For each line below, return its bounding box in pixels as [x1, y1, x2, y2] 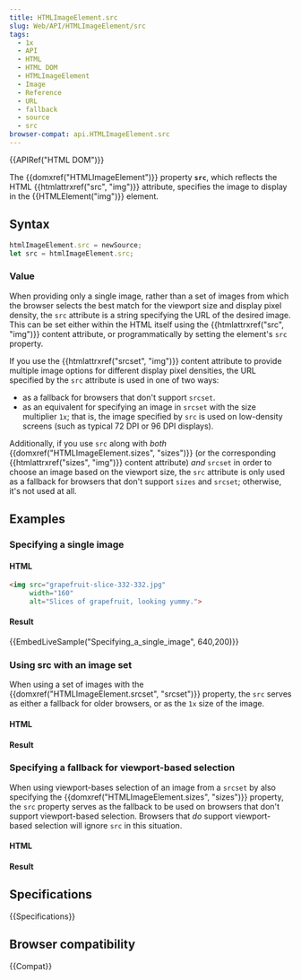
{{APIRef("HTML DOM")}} [9, 154, 105, 165]
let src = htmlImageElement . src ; [9, 248, 134, 258]
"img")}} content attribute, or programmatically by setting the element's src [9, 328, 288, 339]
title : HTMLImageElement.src [9, 13, 118, 22]
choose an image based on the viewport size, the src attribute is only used [9, 466, 285, 477]
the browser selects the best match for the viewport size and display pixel [9, 299, 282, 310]
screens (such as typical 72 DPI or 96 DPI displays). [21, 421, 214, 431]
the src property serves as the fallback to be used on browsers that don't [9, 801, 280, 811]
